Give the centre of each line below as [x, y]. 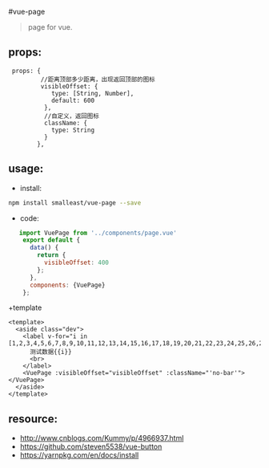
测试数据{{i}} [50, 352]
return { [52, 255]
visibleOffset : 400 [76, 262]
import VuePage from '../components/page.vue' [98, 233]
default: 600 [72, 100]
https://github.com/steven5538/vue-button [91, 447]
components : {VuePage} [67, 285]
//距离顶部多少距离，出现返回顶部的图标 [98, 79]
